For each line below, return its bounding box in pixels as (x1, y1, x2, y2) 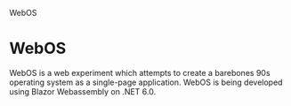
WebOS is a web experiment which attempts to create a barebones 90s (9, 67, 271, 78)
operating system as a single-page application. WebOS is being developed (9, 77, 283, 87)
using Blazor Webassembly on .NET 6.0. (9, 86, 157, 96)
